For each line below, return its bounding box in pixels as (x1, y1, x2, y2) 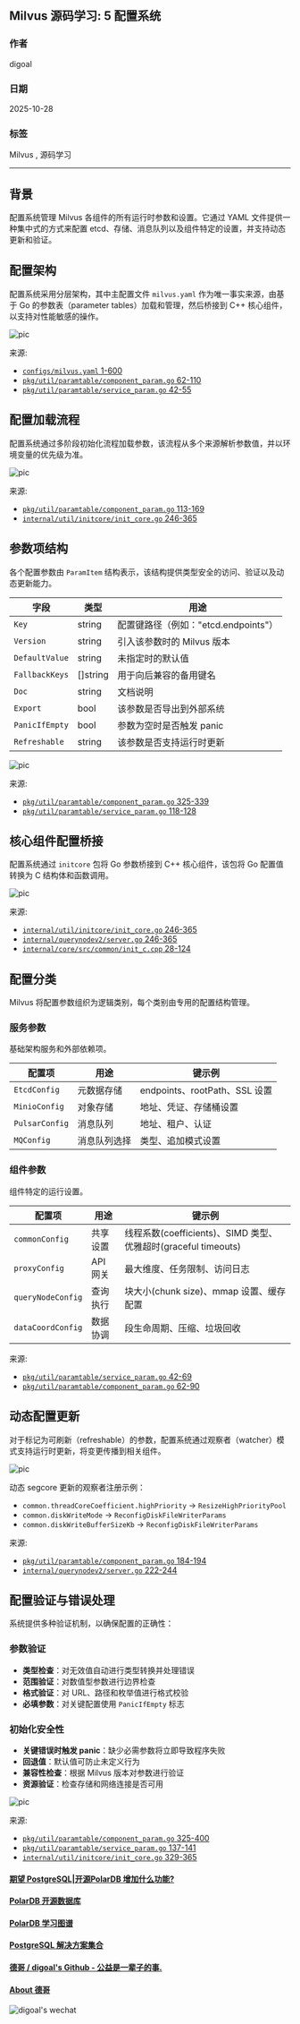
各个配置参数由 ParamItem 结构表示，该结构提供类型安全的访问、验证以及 (9, 567, 277, 577)
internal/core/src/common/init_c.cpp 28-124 (21, 944, 191, 954)
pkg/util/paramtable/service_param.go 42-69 (21, 1371, 192, 1381)
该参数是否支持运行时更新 (117, 736, 225, 748)
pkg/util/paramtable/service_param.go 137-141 (21, 1842, 196, 1853)
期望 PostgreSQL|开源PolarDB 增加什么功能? (9, 1874, 175, 1884)
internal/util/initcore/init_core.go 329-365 (21, 1851, 198, 1862)
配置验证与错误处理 (9, 1593, 115, 1608)
